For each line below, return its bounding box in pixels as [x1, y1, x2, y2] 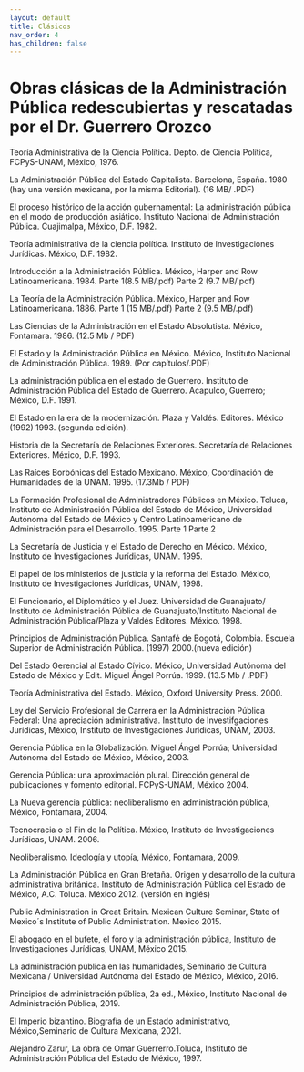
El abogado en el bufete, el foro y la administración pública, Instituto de [9, 933, 276, 944]
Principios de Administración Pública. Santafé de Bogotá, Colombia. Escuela [9, 633, 296, 644]
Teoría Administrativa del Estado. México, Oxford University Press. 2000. [9, 687, 284, 698]
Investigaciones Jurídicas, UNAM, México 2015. [9, 943, 188, 954]
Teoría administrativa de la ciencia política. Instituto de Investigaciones [9, 239, 275, 250]
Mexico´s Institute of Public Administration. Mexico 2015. [9, 916, 222, 927]
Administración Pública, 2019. [9, 998, 121, 1009]
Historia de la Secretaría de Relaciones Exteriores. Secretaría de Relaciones [9, 439, 293, 451]
